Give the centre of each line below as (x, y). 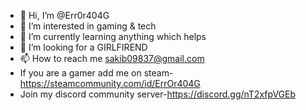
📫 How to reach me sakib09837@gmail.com (112, 58)
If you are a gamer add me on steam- (96, 73)
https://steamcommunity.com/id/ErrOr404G (110, 83)
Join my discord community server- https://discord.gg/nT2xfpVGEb (158, 94)
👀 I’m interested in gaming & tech (88, 26)
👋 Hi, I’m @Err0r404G (64, 15)
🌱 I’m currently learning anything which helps (113, 36)
